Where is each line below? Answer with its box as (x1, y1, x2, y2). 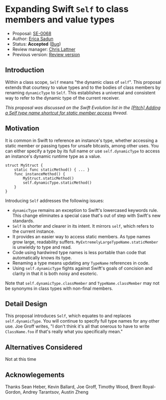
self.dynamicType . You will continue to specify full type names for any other (5, 318, 160, 324)
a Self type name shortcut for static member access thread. (5, 110, 128, 116)
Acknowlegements (5, 371, 65, 379)
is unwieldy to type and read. (12, 244, 72, 250)
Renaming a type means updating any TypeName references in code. (12, 260, 150, 266)
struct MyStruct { (5, 163, 43, 168)
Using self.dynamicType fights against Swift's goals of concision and (12, 265, 153, 271)
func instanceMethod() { (14, 171, 65, 177)
